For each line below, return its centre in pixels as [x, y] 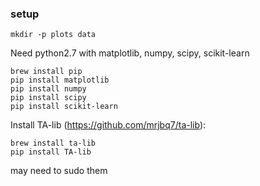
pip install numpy [48, 89]
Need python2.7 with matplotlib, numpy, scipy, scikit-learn [130, 53]
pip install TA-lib [51, 152]
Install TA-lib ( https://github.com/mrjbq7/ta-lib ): [108, 125]
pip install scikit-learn [64, 107]
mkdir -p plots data [53, 35]
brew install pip [46, 72]
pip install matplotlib [60, 80]
